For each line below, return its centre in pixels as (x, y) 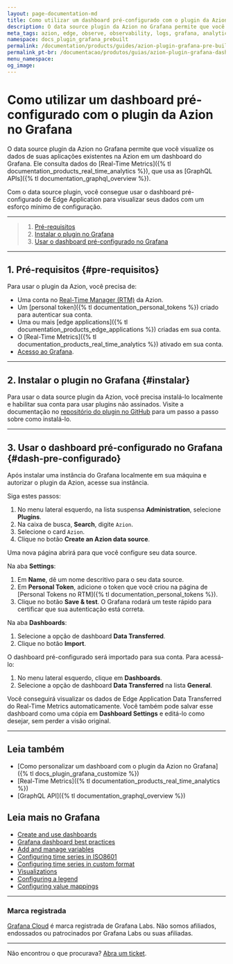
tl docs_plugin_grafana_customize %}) (85, 773)
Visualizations (37, 871)
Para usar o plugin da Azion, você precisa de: (72, 287)
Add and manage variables (55, 849)
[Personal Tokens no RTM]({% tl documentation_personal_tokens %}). (118, 594)
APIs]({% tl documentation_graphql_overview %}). (79, 178)
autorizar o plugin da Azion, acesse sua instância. (78, 482)
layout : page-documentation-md (52, 14)
